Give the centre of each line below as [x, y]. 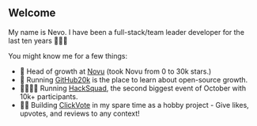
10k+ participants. [49, 96]
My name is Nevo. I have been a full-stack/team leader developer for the [127, 32]
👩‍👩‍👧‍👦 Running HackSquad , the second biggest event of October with [133, 88]
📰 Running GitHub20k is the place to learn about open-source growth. [134, 79]
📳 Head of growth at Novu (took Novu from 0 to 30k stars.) [115, 71]
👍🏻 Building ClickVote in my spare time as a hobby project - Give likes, [134, 105]
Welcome [32, 13]
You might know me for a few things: [68, 55]
